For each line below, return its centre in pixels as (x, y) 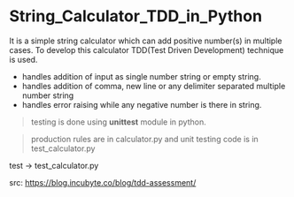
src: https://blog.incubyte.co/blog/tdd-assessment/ (103, 182)
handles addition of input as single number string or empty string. (141, 76)
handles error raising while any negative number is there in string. (142, 104)
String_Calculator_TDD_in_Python (136, 16)
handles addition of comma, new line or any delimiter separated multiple (154, 86)
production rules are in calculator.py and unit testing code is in (144, 139)
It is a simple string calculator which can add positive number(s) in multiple (146, 41)
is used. (23, 59)
